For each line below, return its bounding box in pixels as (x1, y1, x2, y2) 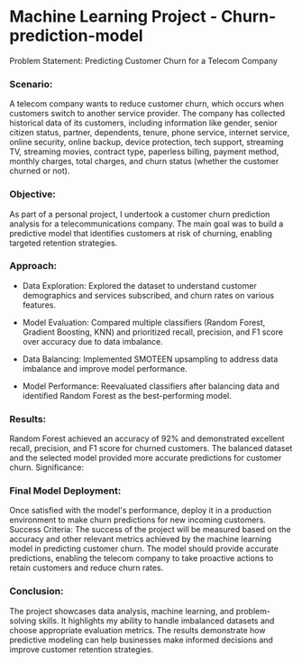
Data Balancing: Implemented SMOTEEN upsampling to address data (22, 354, 279, 364)
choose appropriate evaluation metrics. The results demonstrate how (9, 624, 266, 635)
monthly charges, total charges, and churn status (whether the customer (9, 156, 279, 167)
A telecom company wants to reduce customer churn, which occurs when (9, 98, 284, 109)
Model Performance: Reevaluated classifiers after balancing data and (22, 381, 279, 392)
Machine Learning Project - (9, 6, 218, 27)
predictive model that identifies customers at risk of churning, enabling (9, 227, 273, 238)
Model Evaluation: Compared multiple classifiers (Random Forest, (22, 317, 266, 327)
